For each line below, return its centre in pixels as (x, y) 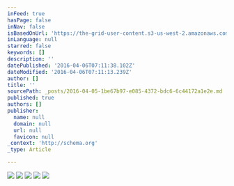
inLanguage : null (32, 40)
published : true (31, 98)
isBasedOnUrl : (28, 33)
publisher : (23, 111)
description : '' (31, 59)
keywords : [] (26, 53)
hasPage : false (29, 20)
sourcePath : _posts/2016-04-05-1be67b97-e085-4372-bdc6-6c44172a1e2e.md (115, 91)
